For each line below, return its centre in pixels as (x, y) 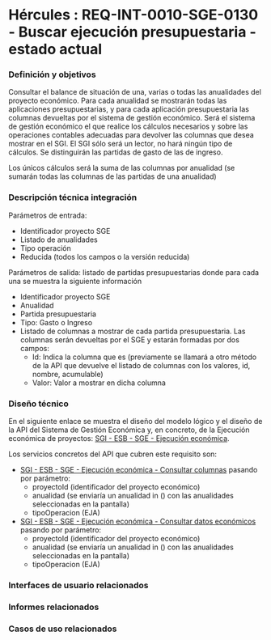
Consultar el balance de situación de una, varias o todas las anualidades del (135, 92)
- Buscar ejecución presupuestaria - (132, 32)
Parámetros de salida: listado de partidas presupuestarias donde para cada (134, 272)
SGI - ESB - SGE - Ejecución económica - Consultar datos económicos (138, 521)
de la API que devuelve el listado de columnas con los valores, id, (141, 365)
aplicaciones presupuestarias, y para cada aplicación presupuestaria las (129, 109)
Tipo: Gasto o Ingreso (56, 322)
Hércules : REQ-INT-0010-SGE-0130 (133, 15)
